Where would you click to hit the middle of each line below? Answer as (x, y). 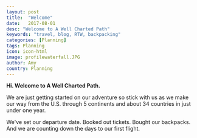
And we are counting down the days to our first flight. (73, 129)
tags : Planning (26, 46)
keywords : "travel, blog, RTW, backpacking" (64, 35)
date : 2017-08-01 (31, 23)
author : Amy (21, 63)
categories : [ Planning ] (36, 40)
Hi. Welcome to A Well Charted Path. (53, 86)
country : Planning (29, 68)
